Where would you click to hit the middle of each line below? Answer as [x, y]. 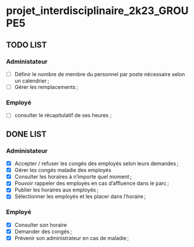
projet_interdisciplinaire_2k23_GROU [97, 11]
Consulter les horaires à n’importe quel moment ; [73, 177]
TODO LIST [27, 45]
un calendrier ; [32, 81]
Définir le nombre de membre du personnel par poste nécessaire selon [100, 74]
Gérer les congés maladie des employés [63, 170]
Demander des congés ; [43, 231]
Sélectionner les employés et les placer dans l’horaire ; [80, 197]
